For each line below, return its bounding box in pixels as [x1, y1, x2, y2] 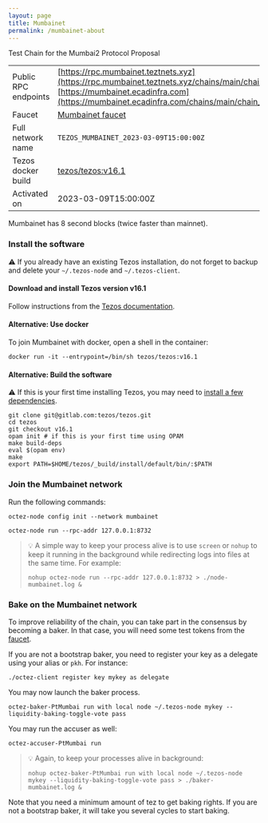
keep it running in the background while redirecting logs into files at [27, 549, 250, 559]
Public [12, 71, 36, 82]
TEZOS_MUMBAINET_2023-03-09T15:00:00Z [57, 133, 205, 142]
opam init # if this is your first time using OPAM [8, 432, 183, 440]
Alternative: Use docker [8, 320, 89, 329]
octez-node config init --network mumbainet [8, 512, 159, 520]
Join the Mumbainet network [8, 479, 123, 490]
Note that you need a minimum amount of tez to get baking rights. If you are [8, 797, 258, 807]
